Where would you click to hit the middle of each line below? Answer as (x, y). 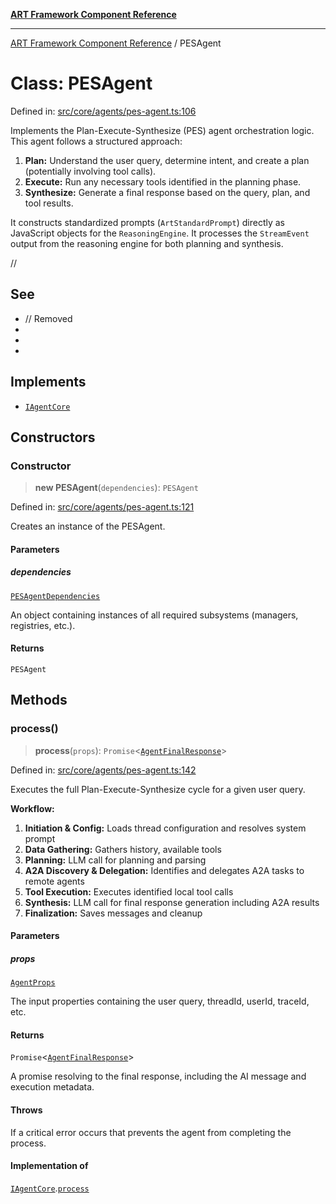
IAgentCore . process (50, 1188)
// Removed (48, 318)
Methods (39, 700)
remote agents (54, 881)
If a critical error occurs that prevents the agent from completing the (151, 1132)
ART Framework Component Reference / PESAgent (116, 43)
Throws (26, 1110)
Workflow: (32, 808)
